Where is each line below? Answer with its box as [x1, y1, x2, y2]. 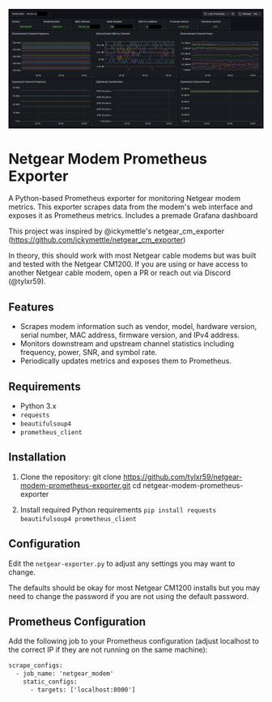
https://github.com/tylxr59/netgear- [122, 472, 243, 482]
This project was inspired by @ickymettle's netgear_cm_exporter [8, 226, 225, 236]
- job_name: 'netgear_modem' [15, 670, 114, 678]
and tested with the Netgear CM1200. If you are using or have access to [8, 259, 249, 269]
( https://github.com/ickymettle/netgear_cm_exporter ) [8, 235, 186, 245]
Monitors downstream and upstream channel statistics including [19, 339, 235, 349]
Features [8, 300, 54, 314]
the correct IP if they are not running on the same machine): [8, 645, 208, 655]
